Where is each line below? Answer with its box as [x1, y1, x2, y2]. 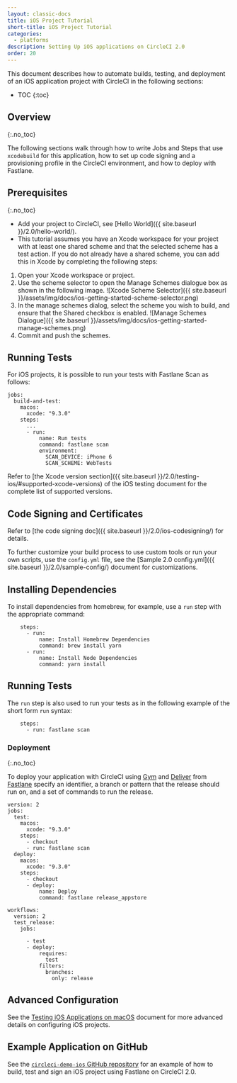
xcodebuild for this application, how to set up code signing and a [7, 151, 196, 159]
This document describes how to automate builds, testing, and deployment [7, 69, 226, 78]
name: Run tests [38, 435, 87, 442]
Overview [7, 111, 52, 123]
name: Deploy [38, 888, 78, 895]
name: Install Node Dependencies [38, 654, 138, 661]
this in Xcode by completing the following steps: [17, 257, 158, 266]
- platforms [13, 37, 50, 44]
